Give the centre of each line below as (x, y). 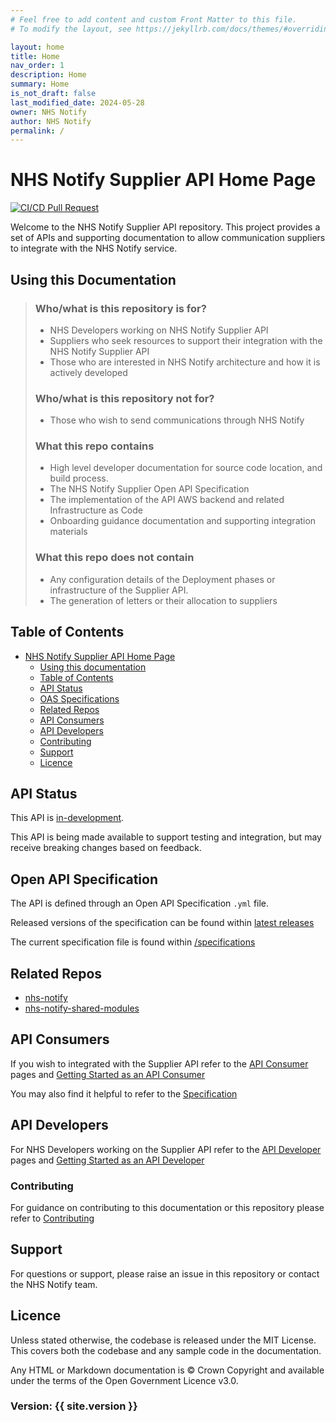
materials (68, 532)
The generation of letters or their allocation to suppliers (163, 600)
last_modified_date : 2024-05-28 (77, 102)
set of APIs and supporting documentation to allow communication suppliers (168, 238)
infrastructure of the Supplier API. (119, 590)
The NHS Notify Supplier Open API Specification (149, 489)
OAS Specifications (79, 698)
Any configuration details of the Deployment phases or (162, 579)
